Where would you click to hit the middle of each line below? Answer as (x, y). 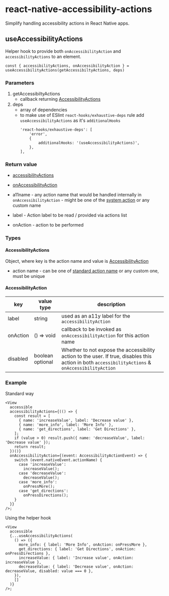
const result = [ (32, 416)
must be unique (29, 276)
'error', (38, 134)
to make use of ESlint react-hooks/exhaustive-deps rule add (82, 115)
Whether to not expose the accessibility (108, 350)
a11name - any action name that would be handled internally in (77, 195)
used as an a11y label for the (96, 316)
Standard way (20, 393)
